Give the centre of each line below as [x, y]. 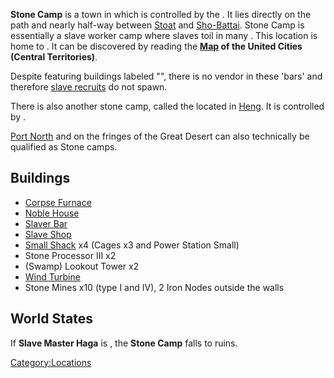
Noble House [52, 213]
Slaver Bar [46, 223]
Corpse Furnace [58, 202]
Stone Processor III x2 [70, 255]
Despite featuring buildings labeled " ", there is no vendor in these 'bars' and [166, 76]
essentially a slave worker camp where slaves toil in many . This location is [164, 35]
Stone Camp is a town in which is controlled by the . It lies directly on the [161, 14]
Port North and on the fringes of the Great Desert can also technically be [160, 136]
